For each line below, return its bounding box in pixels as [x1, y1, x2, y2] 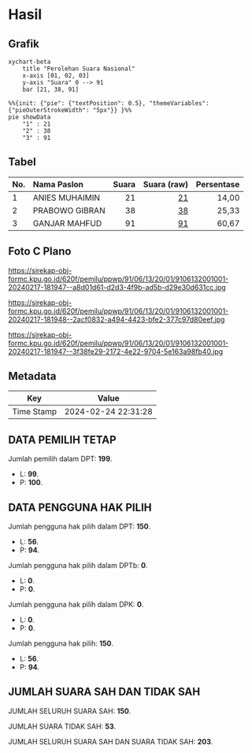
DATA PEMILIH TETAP [8, 433, 117, 446]
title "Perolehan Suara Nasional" [22, 65, 135, 73]
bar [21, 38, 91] [22, 85, 80, 93]
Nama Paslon [32, 179, 84, 190]
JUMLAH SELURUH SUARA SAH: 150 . [8, 706, 132, 716]
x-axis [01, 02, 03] [22, 72, 90, 80]
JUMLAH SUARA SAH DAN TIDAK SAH [8, 685, 201, 698]
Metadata [8, 370, 57, 383]
